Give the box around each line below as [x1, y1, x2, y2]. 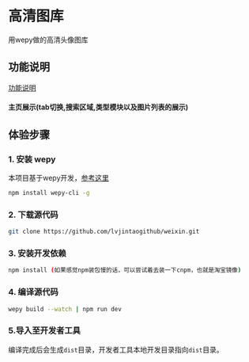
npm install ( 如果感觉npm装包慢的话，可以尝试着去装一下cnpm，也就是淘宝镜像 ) [8, 266, 242, 274]
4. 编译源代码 [8, 287, 59, 298]
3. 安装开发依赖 [8, 248, 67, 258]
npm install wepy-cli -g [8, 189, 90, 197]
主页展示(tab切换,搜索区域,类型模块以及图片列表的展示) [8, 102, 189, 112]
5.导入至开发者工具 [8, 326, 81, 337]
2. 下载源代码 [8, 209, 58, 220]
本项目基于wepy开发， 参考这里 [8, 173, 109, 183]
